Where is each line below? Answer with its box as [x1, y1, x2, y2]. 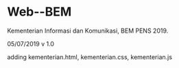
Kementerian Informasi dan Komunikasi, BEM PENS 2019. [7, 27, 169, 35]
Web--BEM [7, 4, 72, 20]
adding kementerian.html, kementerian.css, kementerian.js [7, 52, 173, 61]
